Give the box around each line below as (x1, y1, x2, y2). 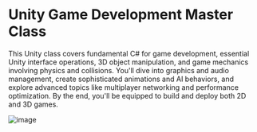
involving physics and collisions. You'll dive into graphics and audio (8, 65, 230, 75)
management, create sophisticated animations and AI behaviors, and (8, 74, 234, 83)
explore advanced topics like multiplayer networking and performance (8, 82, 239, 92)
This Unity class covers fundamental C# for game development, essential (8, 49, 250, 58)
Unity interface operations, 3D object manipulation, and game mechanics (8, 57, 249, 67)
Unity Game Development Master (8, 6, 234, 24)
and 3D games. (8, 99, 58, 109)
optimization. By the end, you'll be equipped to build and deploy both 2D (8, 91, 247, 100)
